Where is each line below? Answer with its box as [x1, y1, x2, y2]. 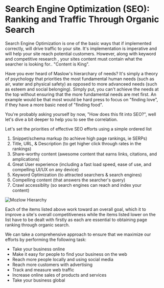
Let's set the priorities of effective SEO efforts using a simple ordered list [5, 126, 152, 132]
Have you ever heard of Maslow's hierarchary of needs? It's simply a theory [5, 70, 158, 76]
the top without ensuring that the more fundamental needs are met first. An [5, 91, 157, 97]
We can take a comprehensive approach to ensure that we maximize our [5, 231, 151, 237]
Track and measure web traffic [12, 266, 74, 272]
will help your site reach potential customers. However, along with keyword [5, 50, 156, 57]
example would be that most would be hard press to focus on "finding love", [5, 96, 158, 102]
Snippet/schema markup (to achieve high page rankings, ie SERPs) [12, 135, 148, 141]
